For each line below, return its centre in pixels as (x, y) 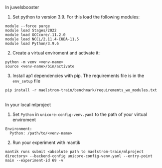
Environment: (19, 129)
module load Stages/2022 (31, 30)
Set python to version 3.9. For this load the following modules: (76, 17)
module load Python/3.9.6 (32, 43)
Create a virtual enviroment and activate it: (56, 53)
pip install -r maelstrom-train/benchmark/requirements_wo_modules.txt (81, 90)
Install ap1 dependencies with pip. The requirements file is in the (78, 75)
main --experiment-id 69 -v (34, 160)
